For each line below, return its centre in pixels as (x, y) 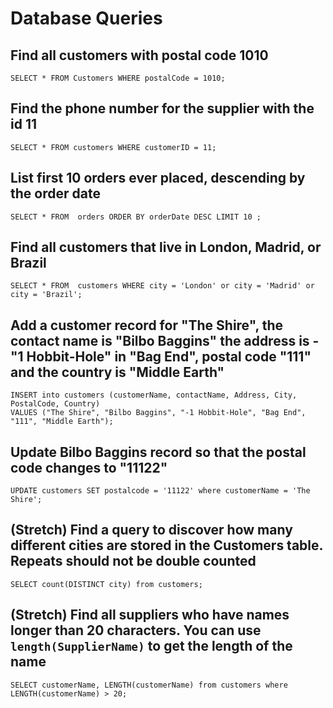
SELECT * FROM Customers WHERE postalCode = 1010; (118, 78)
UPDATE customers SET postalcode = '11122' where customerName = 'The (160, 491)
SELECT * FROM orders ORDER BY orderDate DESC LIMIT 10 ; (136, 217)
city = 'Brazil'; (46, 295)
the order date (55, 193)
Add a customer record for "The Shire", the (147, 325)
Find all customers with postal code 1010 (139, 55)
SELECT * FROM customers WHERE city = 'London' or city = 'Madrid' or (162, 286)
